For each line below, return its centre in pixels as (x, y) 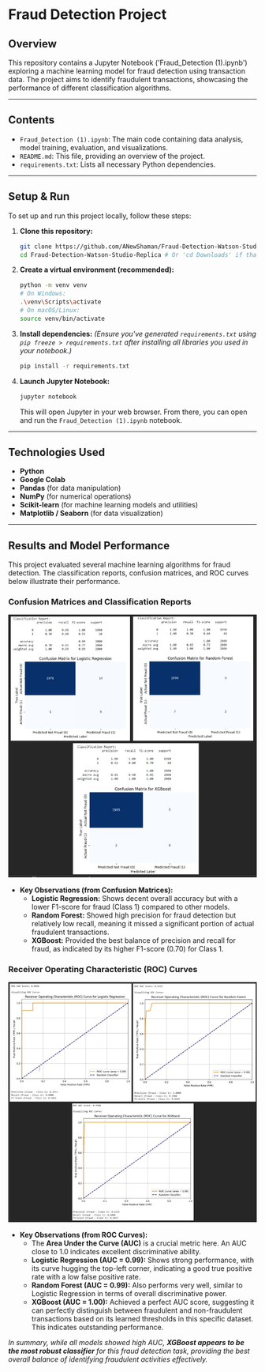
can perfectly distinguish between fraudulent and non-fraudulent (137, 1310)
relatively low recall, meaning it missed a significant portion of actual (143, 923)
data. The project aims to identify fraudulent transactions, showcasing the (128, 79)
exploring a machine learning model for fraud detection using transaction (127, 71)
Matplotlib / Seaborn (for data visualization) (91, 513)
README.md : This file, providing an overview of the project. (112, 156)
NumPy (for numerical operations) (75, 496)
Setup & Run (39, 196)
